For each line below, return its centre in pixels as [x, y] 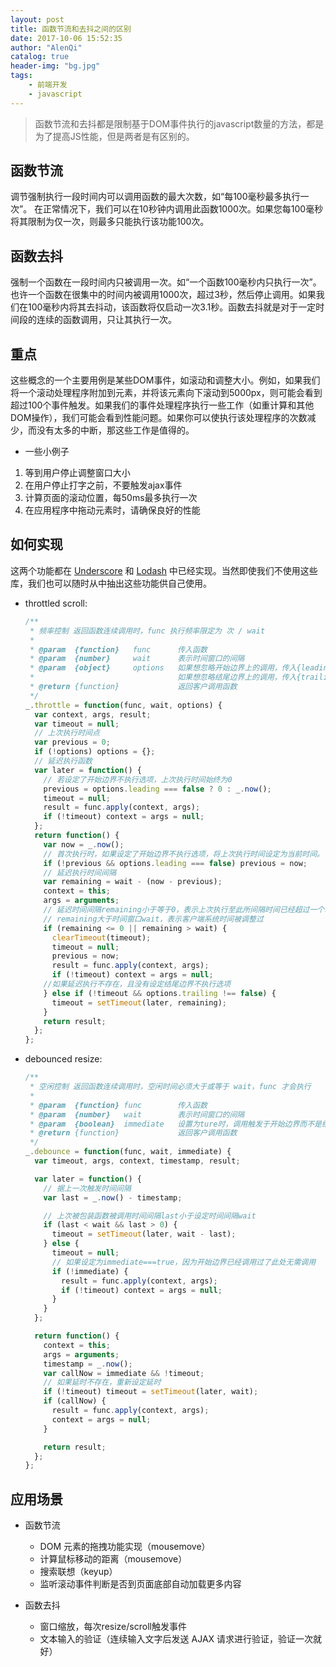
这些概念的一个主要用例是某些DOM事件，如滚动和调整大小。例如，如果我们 [165, 380]
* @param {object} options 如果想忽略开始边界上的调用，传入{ [165, 668]
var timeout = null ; [77, 724]
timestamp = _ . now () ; [88, 1364]
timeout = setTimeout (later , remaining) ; [139, 1002]
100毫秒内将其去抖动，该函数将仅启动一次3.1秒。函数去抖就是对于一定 [172, 307]
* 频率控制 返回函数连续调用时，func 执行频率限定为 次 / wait [147, 631]
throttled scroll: [56, 603]
